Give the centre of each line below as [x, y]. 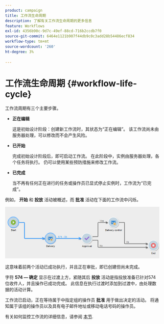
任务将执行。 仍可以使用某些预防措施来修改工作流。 [69, 162]
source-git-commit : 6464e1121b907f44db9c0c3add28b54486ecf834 [70, 36]
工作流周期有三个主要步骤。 [33, 108]
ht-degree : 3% [20, 52]
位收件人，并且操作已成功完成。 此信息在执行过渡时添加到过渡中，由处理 [79, 283]
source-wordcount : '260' [30, 47]
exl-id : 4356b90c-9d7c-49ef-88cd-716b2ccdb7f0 [53, 31]
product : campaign [24, 10]
